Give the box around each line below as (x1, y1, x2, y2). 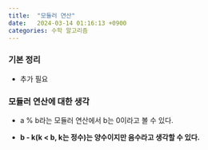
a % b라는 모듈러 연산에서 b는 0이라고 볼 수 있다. (19, 115, 174, 124)
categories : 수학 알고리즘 (8, 26, 88, 34)
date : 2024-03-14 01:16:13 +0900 (8, 19, 127, 27)
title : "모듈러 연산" (8, 11, 76, 20)
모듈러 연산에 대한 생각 (8, 96, 90, 107)
